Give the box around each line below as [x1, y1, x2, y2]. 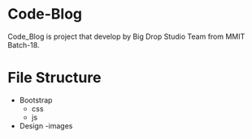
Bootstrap [19, 95, 53, 105]
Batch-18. [7, 40, 40, 49]
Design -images [19, 120, 73, 130]
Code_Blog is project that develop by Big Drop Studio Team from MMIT [7, 32, 245, 41]
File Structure [7, 69, 102, 87]
